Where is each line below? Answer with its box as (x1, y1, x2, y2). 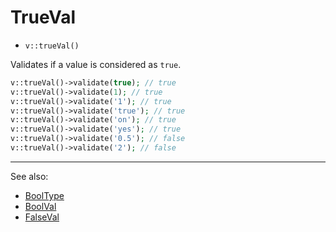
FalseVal (24, 211, 60, 223)
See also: (10, 170, 49, 182)
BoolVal (24, 200, 57, 212)
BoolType (24, 189, 65, 201)
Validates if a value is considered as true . (10, 58, 182, 70)
